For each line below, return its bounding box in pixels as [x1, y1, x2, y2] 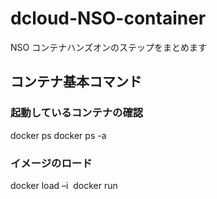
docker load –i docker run [10, 179, 118, 191]
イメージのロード [10, 156, 93, 170]
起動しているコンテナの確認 [10, 106, 144, 120]
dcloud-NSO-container [10, 7, 207, 30]
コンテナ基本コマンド [10, 73, 142, 91]
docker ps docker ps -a [10, 129, 107, 141]
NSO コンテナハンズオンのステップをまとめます [10, 41, 207, 53]
